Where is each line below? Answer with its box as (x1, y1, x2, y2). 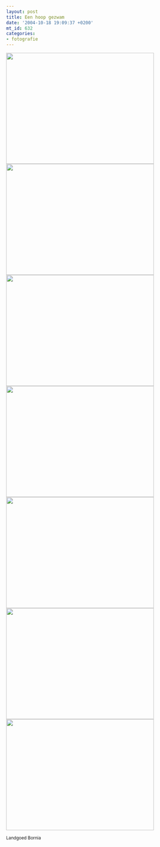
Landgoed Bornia (6, 835, 41, 841)
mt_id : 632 (6, 25, 33, 31)
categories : (6, 31, 35, 37)
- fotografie (6, 36, 38, 42)
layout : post (6, 8, 38, 15)
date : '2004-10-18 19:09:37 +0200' (6, 20, 94, 25)
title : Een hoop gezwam (6, 14, 65, 20)
